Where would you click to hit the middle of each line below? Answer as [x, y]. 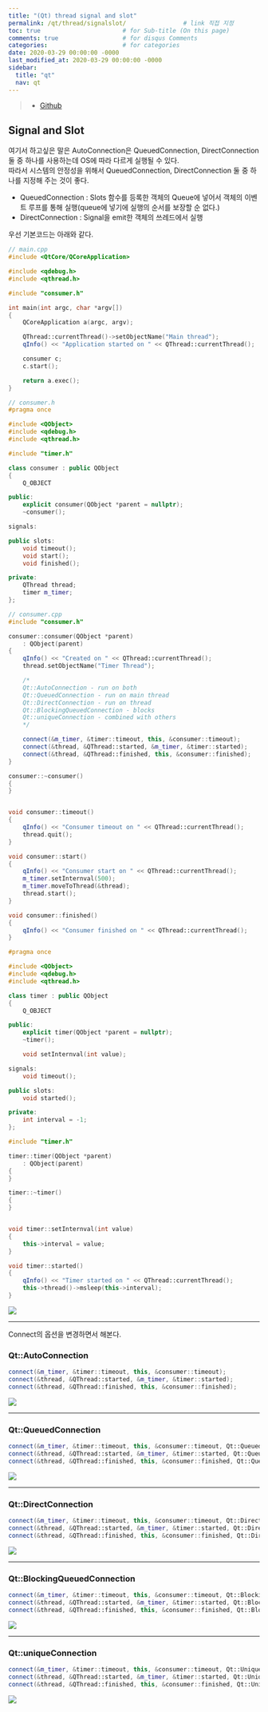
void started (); [50, 1098]
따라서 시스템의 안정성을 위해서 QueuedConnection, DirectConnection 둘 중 [128, 171]
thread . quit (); [48, 834]
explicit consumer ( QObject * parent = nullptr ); [103, 505]
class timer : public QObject [59, 995]
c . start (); [41, 366]
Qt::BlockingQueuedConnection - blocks [89, 710]
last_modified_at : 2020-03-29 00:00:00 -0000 [85, 61]
